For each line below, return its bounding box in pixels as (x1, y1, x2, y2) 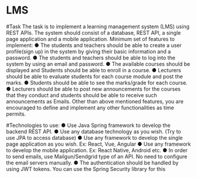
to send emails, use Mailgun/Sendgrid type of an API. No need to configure (6, 153, 188, 160)
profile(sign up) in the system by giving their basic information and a (6, 48, 171, 55)
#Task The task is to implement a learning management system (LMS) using (6, 23, 189, 30)
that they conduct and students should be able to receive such (6, 92, 157, 99)
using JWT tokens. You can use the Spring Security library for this (6, 165, 166, 172)
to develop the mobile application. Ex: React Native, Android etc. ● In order (6, 146, 188, 153)
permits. (6, 110, 26, 117)
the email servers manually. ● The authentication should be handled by (6, 159, 179, 166)
